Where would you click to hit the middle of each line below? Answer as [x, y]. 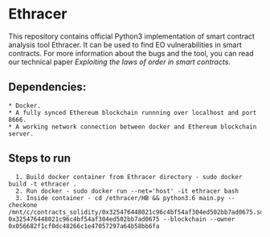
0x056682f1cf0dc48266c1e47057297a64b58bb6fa [84, 226]
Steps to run [39, 159]
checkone [23, 205]
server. [21, 133]
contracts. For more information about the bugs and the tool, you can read [131, 53]
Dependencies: [47, 87]
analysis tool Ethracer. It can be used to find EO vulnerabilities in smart [125, 44]
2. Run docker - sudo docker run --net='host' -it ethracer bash [127, 191]
